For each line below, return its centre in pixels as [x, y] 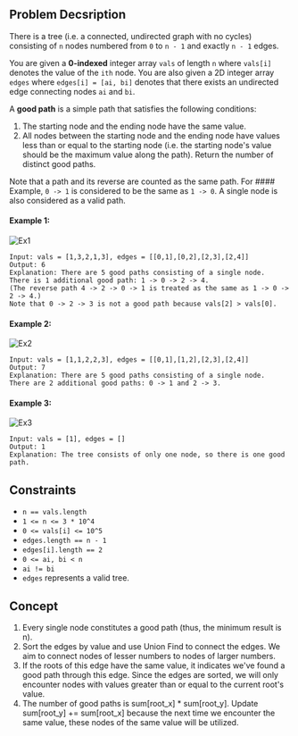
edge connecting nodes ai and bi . [72, 91]
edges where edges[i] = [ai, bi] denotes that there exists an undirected [144, 82]
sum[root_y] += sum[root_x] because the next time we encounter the [149, 713]
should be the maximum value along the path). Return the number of [148, 155]
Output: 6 [28, 265]
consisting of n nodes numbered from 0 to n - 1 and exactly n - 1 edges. [144, 46]
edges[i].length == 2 [62, 550]
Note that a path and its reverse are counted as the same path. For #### [142, 181]
